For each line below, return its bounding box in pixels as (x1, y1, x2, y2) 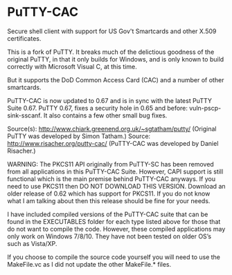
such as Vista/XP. (7, 239, 57, 247)
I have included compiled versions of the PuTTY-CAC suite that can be (7, 210, 208, 218)
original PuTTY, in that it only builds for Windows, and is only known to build (7, 55, 224, 63)
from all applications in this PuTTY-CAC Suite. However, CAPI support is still (7, 167, 224, 176)
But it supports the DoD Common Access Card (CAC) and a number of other (7, 75, 224, 84)
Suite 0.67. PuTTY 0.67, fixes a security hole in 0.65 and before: (7, 104, 188, 112)
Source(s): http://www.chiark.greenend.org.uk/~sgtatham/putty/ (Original (7, 124, 217, 133)
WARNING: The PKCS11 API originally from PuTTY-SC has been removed (7, 160, 215, 168)
